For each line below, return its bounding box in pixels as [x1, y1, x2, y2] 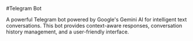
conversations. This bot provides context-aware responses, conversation [6, 23, 182, 29]
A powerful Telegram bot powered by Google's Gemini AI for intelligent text [6, 16, 187, 23]
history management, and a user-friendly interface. [6, 28, 129, 35]
